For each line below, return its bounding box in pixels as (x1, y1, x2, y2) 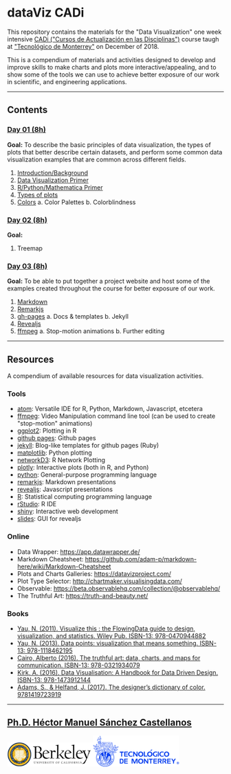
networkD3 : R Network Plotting (16, 456, 105, 464)
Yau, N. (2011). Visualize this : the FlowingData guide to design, (16, 624, 196, 633)
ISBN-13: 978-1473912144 (16, 675, 91, 684)
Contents (7, 104, 48, 116)
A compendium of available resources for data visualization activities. (7, 372, 204, 380)
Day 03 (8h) (7, 261, 48, 270)
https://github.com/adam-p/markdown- (85, 555, 197, 563)
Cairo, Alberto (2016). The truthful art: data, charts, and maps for (16, 653, 201, 662)
